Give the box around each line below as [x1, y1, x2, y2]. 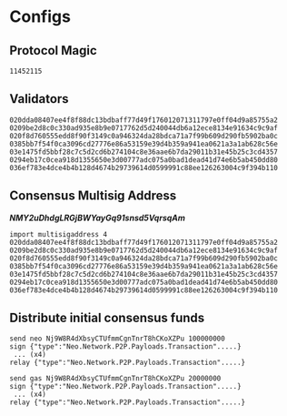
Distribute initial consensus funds [9, 310, 205, 326]
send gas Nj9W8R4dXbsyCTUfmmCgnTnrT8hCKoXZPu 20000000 [9, 374, 222, 383]
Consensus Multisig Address [9, 188, 177, 204]
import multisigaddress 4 [9, 229, 107, 238]
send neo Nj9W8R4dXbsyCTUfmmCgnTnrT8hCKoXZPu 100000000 [9, 334, 225, 343]
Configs [9, 6, 71, 27]
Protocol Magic [9, 43, 97, 58]
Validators [9, 91, 70, 107]
